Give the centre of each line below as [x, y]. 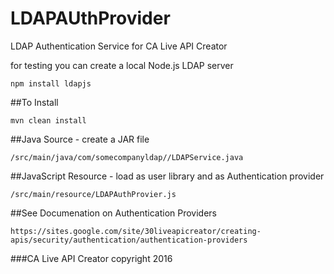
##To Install [34, 102]
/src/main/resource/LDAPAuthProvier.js [93, 194]
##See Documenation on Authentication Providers [114, 213]
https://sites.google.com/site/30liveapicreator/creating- [136, 231]
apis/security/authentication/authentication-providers [129, 240]
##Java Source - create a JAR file [80, 139]
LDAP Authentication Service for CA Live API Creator [119, 46]
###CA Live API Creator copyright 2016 [91, 258]
